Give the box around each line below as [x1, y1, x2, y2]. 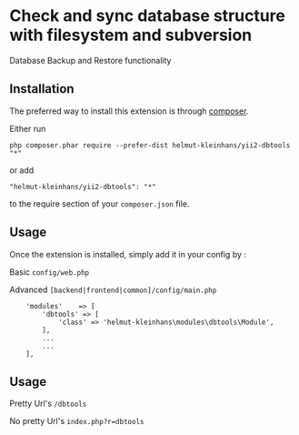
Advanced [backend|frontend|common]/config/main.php [9, 284, 217, 295]
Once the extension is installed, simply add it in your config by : [9, 248, 247, 259]
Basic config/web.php [9, 266, 89, 278]
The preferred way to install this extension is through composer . [9, 106, 249, 116]
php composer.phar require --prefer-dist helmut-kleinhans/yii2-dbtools [9, 140, 291, 150]
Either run [9, 123, 46, 134]
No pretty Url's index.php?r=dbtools [9, 416, 145, 427]
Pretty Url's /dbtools [9, 398, 87, 410]
